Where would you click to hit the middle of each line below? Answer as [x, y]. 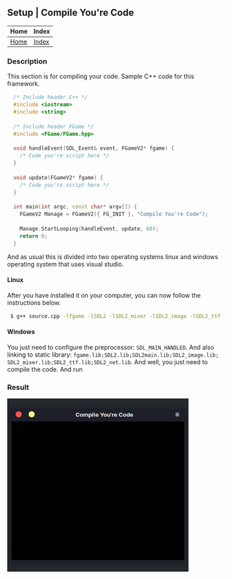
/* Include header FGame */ [54, 126]
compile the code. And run [45, 369]
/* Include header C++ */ [51, 98]
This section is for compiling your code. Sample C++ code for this [101, 76]
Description [27, 61]
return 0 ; [34, 236]
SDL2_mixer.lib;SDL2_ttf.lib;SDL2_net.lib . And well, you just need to [108, 362]
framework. [23, 84]
